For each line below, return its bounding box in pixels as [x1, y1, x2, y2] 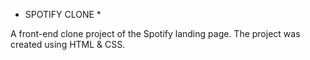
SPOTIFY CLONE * [24, 9, 102, 20]
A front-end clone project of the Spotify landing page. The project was [10, 28, 301, 39]
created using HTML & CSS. [10, 39, 126, 50]
